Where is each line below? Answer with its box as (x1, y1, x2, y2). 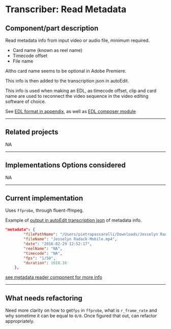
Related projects (5, 128, 59, 136)
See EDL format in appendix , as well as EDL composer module (5, 108, 136, 114)
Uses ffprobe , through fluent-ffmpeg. (5, 207, 84, 213)
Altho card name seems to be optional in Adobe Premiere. (5, 68, 127, 74)
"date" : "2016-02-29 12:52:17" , (23, 241, 93, 246)
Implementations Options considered (5, 161, 126, 170)
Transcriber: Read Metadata (5, 4, 127, 15)
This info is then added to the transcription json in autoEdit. (5, 78, 129, 84)
